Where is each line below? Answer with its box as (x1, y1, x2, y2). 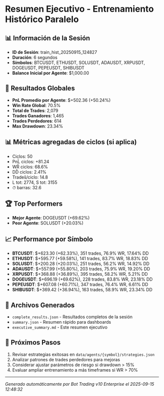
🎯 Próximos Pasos (5, 338, 61, 347)
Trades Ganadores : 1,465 (12, 112, 64, 118)
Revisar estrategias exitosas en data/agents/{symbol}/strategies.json (12, 351, 155, 357)
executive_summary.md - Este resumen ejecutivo (12, 324, 108, 330)
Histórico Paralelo (5, 14, 79, 25)
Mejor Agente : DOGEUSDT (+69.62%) (12, 215, 90, 221)
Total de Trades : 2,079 (12, 108, 59, 113)
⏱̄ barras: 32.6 (12, 184, 41, 190)
